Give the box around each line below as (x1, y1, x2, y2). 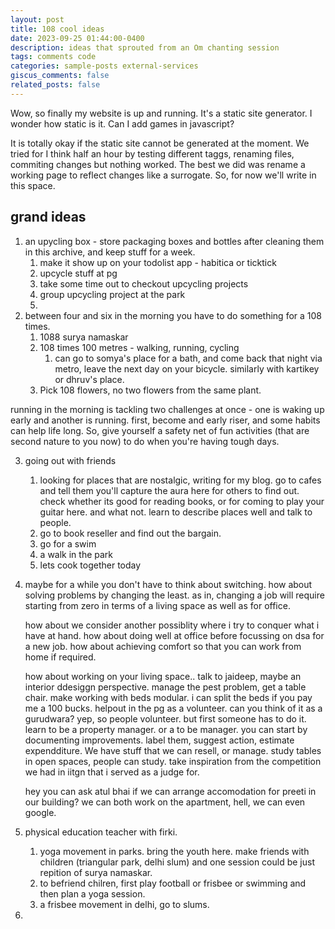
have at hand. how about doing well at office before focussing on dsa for (24, 629, 325, 641)
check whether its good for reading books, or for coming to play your (39, 495, 325, 507)
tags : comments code (10, 52, 97, 62)
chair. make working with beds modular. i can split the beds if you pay (24, 691, 313, 703)
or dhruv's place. (54, 373, 125, 385)
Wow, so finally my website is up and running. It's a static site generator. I (10, 107, 313, 119)
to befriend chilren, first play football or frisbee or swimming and (39, 877, 307, 889)
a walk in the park (39, 548, 114, 560)
